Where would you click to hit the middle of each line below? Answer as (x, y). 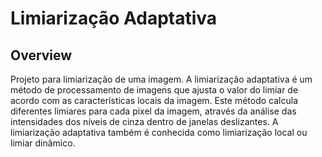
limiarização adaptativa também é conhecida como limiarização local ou (159, 132)
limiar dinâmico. (43, 143)
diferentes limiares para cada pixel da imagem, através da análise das (153, 111)
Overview (41, 55)
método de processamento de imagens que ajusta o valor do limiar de (154, 90)
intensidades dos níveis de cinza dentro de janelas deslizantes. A (144, 121)
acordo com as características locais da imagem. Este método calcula (154, 100)
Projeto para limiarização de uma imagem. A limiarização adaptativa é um (161, 79)
